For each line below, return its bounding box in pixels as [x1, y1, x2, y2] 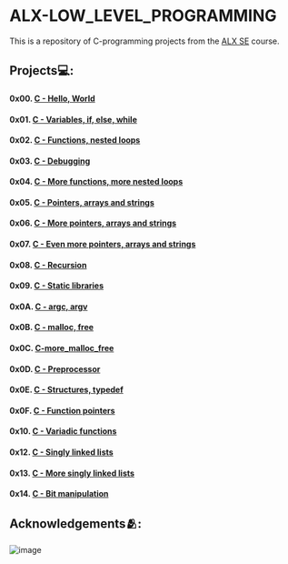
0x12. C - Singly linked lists [9, 447, 114, 458]
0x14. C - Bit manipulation [9, 488, 109, 499]
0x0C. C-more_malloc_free [9, 343, 114, 354]
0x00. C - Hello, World [9, 93, 95, 104]
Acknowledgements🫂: [9, 516, 143, 531]
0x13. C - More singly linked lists [9, 468, 134, 478]
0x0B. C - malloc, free [9, 322, 94, 333]
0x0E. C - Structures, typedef [9, 384, 124, 396]
